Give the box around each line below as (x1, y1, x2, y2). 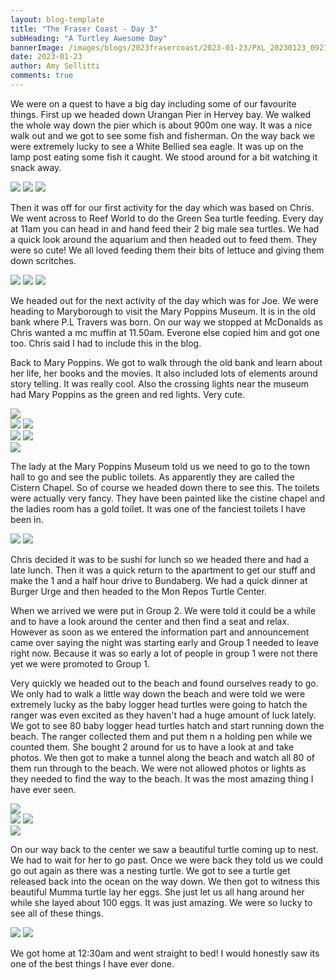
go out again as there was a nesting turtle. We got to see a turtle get (10, 864, 291, 876)
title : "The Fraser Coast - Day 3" (10, 24, 159, 34)
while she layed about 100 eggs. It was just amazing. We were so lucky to (10, 896, 313, 908)
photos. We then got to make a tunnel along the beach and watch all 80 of (10, 751, 315, 763)
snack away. (10, 161, 62, 173)
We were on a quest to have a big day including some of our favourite (10, 97, 297, 110)
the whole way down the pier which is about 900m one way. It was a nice (10, 119, 313, 131)
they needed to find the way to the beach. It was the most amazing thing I (10, 772, 314, 785)
